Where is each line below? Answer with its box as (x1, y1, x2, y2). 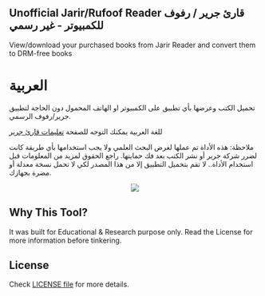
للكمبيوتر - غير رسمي (9, 19, 105, 33)
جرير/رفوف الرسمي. (9, 111, 71, 120)
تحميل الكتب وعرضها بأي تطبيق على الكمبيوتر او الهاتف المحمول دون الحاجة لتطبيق (9, 103, 255, 112)
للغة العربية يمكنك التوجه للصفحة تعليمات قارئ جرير (9, 127, 163, 136)
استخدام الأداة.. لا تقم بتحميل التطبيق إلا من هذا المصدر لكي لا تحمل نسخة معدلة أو (9, 159, 254, 168)
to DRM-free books (9, 48, 73, 58)
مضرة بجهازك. (9, 168, 52, 177)
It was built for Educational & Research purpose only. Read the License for (9, 227, 253, 236)
